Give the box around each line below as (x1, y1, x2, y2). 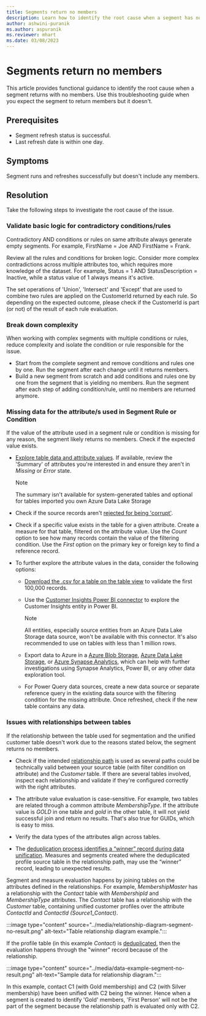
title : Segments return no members (6, 9, 97, 15)
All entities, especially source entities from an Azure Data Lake (24, 626, 183, 634)
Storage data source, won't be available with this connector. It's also (24, 633, 197, 640)
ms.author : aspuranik (6, 26, 62, 33)
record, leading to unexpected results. (15, 864, 112, 872)
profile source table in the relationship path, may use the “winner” (15, 858, 182, 865)
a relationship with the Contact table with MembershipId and (6, 889, 159, 897)
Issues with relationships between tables (6, 718, 131, 727)
